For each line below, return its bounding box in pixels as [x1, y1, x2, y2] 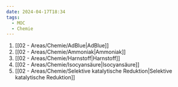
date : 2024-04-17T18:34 [6, 8, 66, 15]
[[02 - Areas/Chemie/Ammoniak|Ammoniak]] [14, 49, 126, 56]
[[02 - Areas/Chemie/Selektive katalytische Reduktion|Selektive [14, 67, 173, 75]
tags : [6, 14, 20, 20]
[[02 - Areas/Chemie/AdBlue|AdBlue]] [14, 42, 109, 49]
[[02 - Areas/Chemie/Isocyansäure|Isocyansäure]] [14, 61, 140, 68]
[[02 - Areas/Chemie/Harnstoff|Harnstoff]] [14, 55, 120, 62]
